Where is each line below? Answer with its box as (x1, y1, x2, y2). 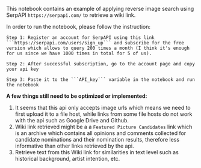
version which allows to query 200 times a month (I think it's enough (6, 45, 190, 51)
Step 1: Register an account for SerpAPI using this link (6, 35, 155, 41)
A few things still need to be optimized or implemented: (6, 92, 147, 100)
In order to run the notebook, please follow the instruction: (6, 23, 151, 30)
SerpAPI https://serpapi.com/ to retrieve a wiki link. (6, 11, 136, 19)
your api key (6, 66, 39, 72)
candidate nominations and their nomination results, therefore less (14, 136, 179, 143)
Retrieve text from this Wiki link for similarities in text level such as (14, 149, 179, 155)
